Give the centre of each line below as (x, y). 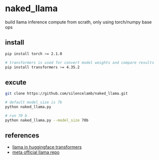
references (22, 135)
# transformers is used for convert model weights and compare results (79, 62)
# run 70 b (16, 116)
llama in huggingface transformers (47, 147)
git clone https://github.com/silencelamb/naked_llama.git (67, 94)
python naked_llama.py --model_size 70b (47, 120)
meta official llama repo (36, 152)
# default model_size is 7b (34, 102)
